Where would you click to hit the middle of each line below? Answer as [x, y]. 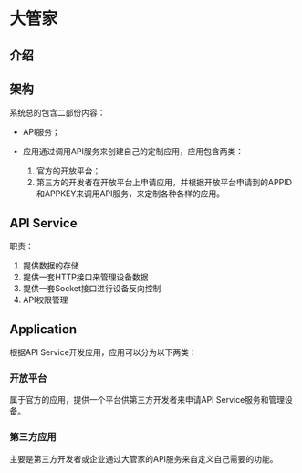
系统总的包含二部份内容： [57, 113]
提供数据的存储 [51, 266]
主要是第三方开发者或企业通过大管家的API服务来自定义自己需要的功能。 [144, 458]
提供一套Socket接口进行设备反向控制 [92, 289]
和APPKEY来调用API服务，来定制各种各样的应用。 [130, 194]
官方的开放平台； [68, 171]
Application [43, 329]
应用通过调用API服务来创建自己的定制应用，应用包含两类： [133, 152]
